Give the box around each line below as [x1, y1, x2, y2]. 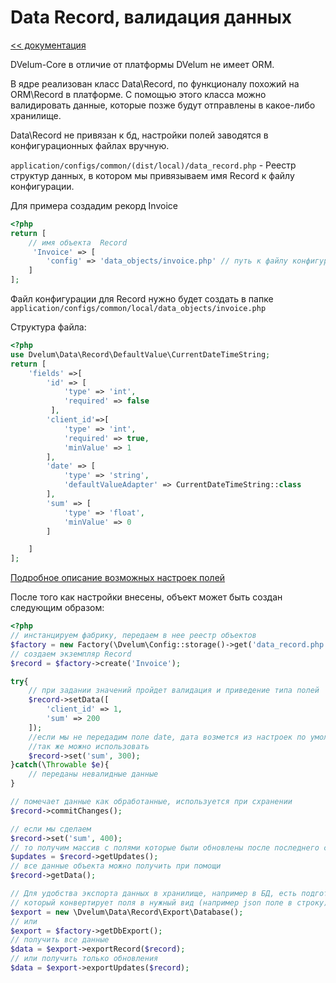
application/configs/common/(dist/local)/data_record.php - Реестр [10, 159, 297, 171]
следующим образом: [10, 602, 105, 614]
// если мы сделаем [10, 824, 92, 834]
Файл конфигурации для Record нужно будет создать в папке [10, 293, 274, 305]
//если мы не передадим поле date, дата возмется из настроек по [28, 732, 307, 742]
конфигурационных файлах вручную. [10, 139, 170, 151]
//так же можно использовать [28, 741, 150, 751]
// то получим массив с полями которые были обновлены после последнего [10, 842, 320, 853]
